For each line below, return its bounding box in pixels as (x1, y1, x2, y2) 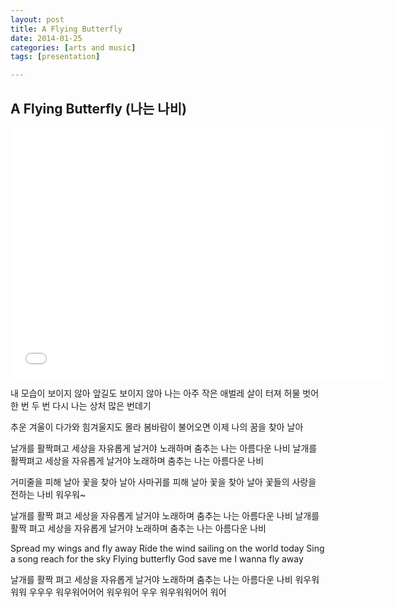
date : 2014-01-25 (10, 33, 83, 43)
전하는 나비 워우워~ (10, 488, 87, 500)
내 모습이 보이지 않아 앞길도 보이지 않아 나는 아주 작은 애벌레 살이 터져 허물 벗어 (10, 387, 320, 399)
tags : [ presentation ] (10, 52, 101, 62)
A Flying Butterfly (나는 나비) (10, 100, 187, 117)
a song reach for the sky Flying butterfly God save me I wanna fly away (10, 552, 304, 565)
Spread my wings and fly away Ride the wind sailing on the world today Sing (10, 542, 325, 554)
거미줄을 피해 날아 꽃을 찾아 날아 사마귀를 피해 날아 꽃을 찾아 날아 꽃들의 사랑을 (10, 476, 317, 488)
